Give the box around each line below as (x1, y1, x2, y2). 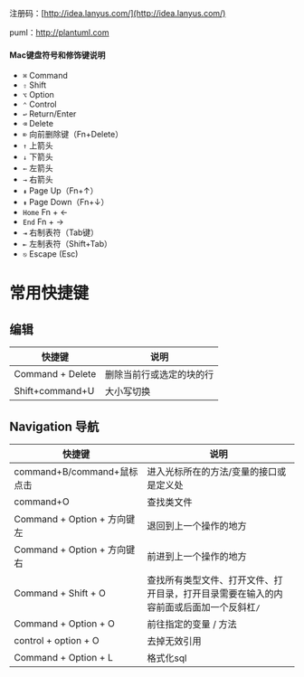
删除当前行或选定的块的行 (105, 369, 214, 381)
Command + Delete (14, 368, 97, 381)
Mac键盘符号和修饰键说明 (9, 49, 106, 61)
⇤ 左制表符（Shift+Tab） (22, 239, 113, 249)
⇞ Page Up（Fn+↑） (22, 185, 99, 196)
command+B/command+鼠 (14, 465, 129, 478)
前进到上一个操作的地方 (147, 550, 247, 563)
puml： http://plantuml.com (9, 27, 109, 38)
